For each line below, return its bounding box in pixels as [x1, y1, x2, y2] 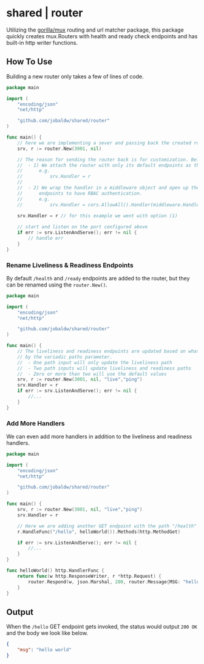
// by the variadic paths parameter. [17, 354, 113, 360]
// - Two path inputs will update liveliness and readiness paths [17, 365, 191, 371]
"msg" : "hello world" [17, 647, 72, 653]
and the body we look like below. [6, 629, 89, 637]
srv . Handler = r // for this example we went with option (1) [17, 213, 178, 219]
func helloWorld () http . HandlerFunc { [6, 567, 104, 574]
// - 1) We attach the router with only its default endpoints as [17, 162, 191, 168]
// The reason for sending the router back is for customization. [17, 157, 189, 163]
